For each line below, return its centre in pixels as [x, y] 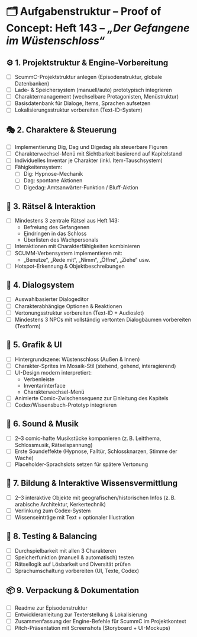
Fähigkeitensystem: [38, 167]
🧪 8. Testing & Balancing [52, 536]
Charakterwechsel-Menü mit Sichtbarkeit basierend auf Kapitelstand [98, 154]
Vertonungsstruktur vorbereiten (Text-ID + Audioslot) [79, 313]
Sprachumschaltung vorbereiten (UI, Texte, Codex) [77, 571]
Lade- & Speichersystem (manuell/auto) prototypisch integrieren [93, 90]
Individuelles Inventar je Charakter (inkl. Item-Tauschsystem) [88, 160]
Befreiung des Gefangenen [56, 227]
